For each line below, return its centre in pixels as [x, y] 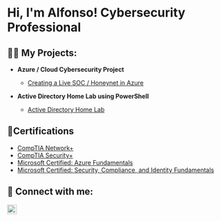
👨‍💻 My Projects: [42, 53]
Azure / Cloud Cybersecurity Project [70, 69]
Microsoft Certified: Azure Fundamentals [75, 162]
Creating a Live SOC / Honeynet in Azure [85, 83]
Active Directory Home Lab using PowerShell [83, 96]
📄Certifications [41, 132]
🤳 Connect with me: [50, 192]
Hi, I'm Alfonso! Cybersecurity [96, 13]
